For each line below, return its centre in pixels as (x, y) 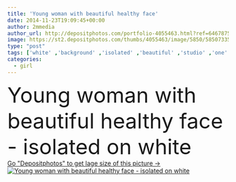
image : (17, 40)
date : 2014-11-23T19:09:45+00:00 (56, 20)
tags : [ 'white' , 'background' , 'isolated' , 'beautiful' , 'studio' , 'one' (118, 53)
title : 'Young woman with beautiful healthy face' (83, 14)
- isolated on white (99, 146)
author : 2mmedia (31, 27)
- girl (23, 66)
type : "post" (26, 46)
